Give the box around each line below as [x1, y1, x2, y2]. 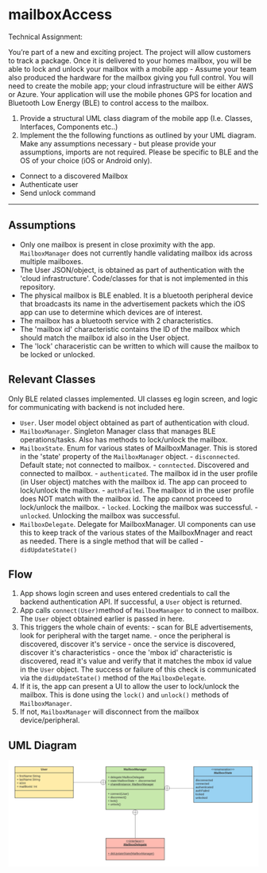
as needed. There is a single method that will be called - [19, 536, 204, 546]
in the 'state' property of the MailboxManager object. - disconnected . [19, 451, 240, 461]
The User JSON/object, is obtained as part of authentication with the [19, 265, 245, 275]
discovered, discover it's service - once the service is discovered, [19, 639, 236, 649]
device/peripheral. [19, 715, 80, 725]
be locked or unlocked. [19, 349, 95, 359]
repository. [19, 282, 56, 291]
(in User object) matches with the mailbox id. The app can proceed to [19, 477, 248, 486]
